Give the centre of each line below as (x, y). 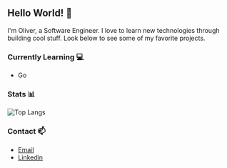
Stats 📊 (21, 94)
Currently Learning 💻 (46, 56)
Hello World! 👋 (40, 13)
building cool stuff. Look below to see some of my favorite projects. (106, 38)
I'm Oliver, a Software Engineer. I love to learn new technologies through (113, 30)
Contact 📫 (27, 132)
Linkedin (30, 157)
